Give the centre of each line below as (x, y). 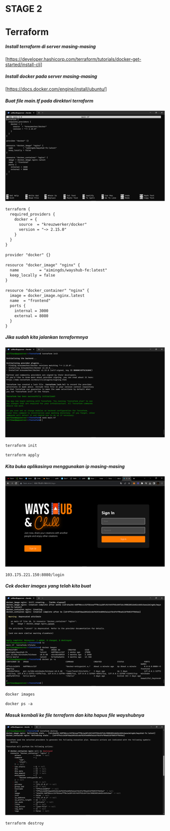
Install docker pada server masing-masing (51, 76)
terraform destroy (25, 823)
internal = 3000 (32, 311)
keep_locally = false (33, 275)
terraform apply (22, 455)
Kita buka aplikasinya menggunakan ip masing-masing (65, 466)
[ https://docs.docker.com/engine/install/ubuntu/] (56, 89)
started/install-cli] (24, 65)
